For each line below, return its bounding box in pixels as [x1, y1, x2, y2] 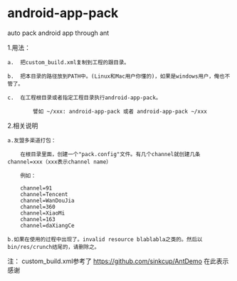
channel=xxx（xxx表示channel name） [7, 158, 112, 165]
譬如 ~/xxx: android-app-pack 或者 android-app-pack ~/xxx [33, 108, 208, 115]
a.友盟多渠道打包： [7, 137, 57, 144]
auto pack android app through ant [7, 29, 110, 37]
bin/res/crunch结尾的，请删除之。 [7, 243, 100, 250]
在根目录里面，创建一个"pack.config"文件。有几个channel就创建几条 [20, 150, 201, 158]
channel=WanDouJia [20, 197, 75, 204]
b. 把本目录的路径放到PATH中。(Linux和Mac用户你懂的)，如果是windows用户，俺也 [7, 73, 226, 80]
